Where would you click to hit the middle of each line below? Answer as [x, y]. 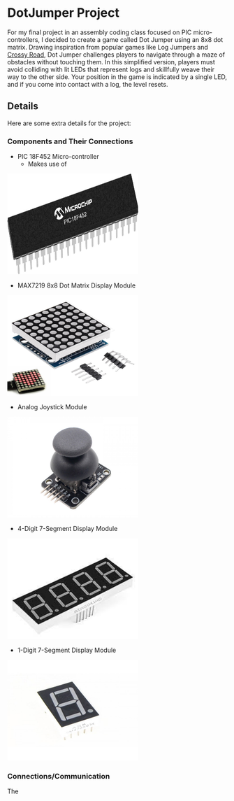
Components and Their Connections [70, 141]
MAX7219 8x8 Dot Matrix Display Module [76, 285]
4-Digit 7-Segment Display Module [67, 529]
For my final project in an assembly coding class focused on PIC [100, 32]
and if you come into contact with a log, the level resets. [88, 84]
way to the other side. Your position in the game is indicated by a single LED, [117, 77]
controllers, [24, 39]
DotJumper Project [64, 13]
